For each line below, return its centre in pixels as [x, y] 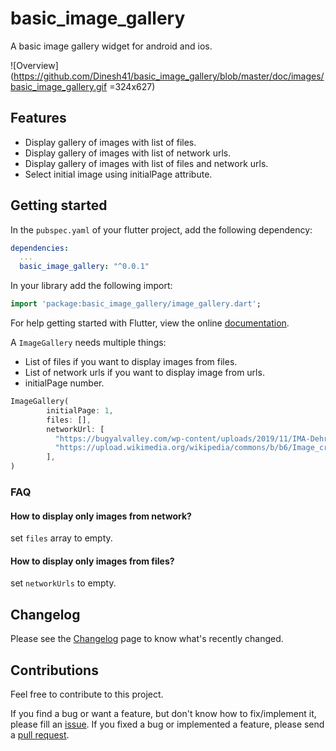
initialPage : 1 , [80, 410]
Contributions [54, 670]
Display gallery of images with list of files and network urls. [146, 163]
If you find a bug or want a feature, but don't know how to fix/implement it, [163, 714]
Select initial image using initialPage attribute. [118, 174]
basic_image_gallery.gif [59, 86]
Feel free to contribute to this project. [87, 694]
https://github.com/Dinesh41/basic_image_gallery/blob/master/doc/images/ [169, 76]
